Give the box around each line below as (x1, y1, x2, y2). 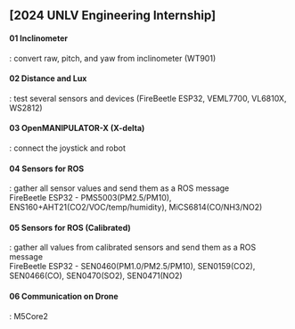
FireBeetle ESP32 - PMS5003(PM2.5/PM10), (9, 193, 172, 203)
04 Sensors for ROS (9, 163, 85, 174)
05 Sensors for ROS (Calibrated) (9, 222, 131, 233)
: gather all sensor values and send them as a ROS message (9, 183, 230, 193)
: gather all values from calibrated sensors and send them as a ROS (9, 242, 257, 253)
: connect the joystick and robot (9, 143, 127, 153)
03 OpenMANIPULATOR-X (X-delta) (9, 123, 145, 134)
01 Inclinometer (9, 32, 69, 44)
